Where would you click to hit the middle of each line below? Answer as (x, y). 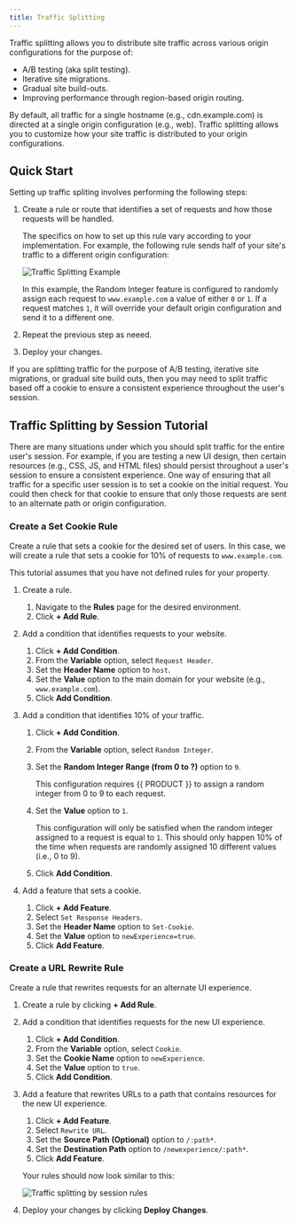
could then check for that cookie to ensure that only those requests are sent (148, 494)
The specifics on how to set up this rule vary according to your (137, 236)
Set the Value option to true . (87, 1067)
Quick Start (41, 171)
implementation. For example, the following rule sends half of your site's (154, 246)
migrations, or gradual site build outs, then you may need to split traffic (138, 379)
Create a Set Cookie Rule (63, 526)
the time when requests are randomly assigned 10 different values (156, 846)
